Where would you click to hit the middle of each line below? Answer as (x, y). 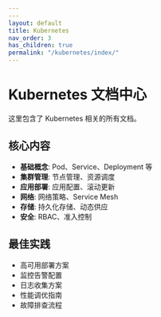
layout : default (35, 23)
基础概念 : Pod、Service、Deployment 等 (86, 166)
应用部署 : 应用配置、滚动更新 (67, 186)
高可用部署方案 (44, 265)
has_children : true (41, 46)
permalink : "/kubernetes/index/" (64, 53)
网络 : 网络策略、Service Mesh (69, 196)
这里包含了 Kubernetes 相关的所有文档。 (75, 118)
